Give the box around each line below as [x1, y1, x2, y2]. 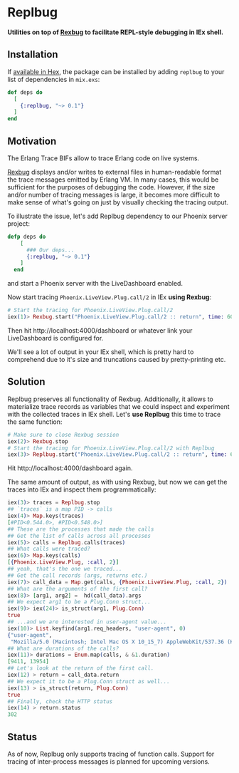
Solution [7, 375, 46, 388]
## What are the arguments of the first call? [7, 585, 148, 592]
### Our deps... [26, 247, 75, 254]
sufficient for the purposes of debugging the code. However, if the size [7, 182, 216, 191]
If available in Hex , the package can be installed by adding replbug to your [7, 67, 225, 76]
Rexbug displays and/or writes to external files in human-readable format [7, 167, 222, 176]
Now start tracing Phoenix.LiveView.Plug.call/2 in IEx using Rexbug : [7, 293, 212, 301]
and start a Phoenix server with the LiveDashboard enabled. [7, 279, 184, 288]
